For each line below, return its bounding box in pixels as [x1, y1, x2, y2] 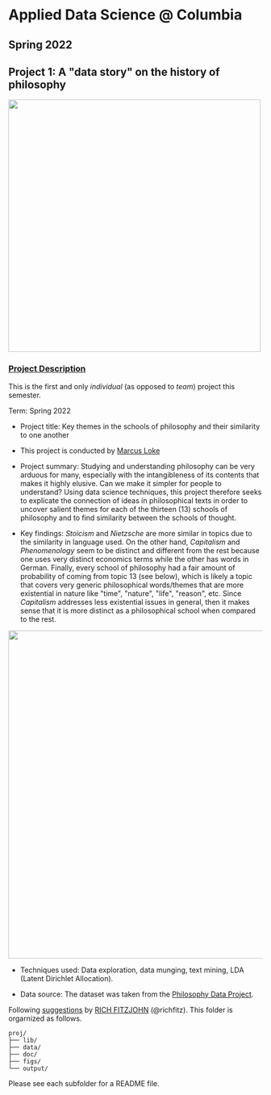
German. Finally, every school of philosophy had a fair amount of [19, 563, 236, 573]
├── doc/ [8, 1050, 38, 1059]
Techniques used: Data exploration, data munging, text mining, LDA [19, 965, 244, 975]
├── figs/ [8, 1057, 42, 1065]
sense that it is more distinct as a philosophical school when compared [19, 606, 256, 615]
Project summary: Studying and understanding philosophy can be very [19, 461, 256, 471]
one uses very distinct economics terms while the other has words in [19, 554, 249, 564]
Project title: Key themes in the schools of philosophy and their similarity [19, 422, 261, 431]
